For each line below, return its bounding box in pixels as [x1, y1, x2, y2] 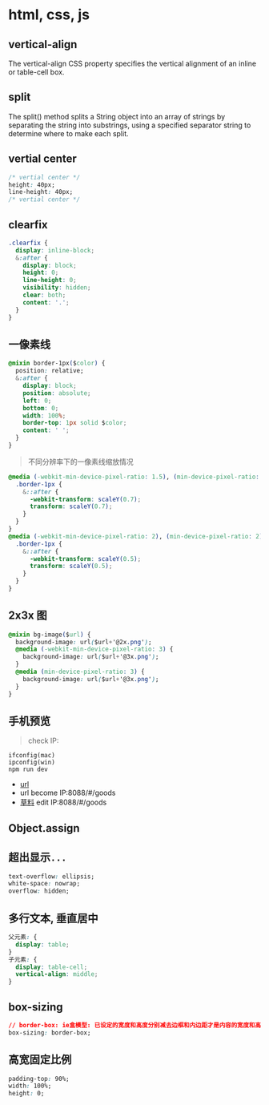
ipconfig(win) [8, 759, 56, 767]
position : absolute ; [22, 389, 91, 397]
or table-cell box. [8, 67, 65, 77]
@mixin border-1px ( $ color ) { [8, 359, 106, 368]
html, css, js [8, 6, 90, 24]
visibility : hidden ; [22, 284, 91, 292]
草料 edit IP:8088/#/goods [19, 797, 107, 807]
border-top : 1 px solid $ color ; [22, 419, 127, 427]
